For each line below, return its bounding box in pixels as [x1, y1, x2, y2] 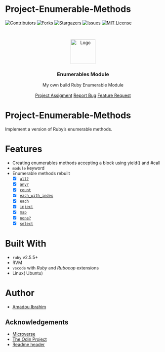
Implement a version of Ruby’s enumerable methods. [5, 126, 113, 132]
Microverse [12, 331, 36, 337]
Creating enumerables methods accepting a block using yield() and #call [12, 160, 161, 166]
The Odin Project [12, 336, 47, 342]
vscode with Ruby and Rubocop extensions [12, 264, 99, 270]
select [19, 221, 34, 226]
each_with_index [19, 193, 53, 198]
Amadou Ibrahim [12, 304, 46, 309]
